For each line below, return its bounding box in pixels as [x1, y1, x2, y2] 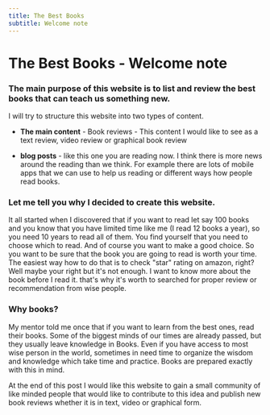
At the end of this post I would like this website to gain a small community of [8, 380, 261, 390]
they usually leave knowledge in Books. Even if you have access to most [8, 339, 248, 349]
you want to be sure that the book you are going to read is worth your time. [8, 249, 258, 259]
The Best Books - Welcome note [8, 54, 228, 73]
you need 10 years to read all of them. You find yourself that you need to [8, 232, 248, 242]
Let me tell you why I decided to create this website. [8, 197, 216, 208]
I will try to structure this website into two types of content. [8, 110, 204, 121]
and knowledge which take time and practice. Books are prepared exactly [8, 356, 253, 366]
